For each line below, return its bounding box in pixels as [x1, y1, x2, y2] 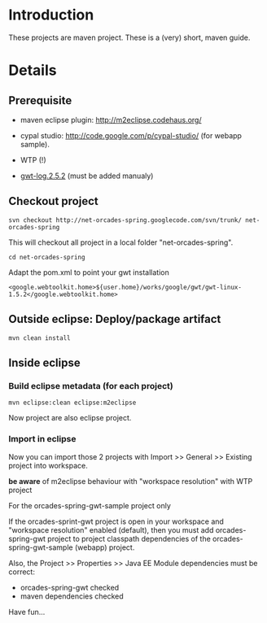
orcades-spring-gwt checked [20, 582, 120, 592]
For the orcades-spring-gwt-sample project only [8, 500, 171, 510]
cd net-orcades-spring [8, 253, 85, 261]
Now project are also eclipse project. [8, 413, 132, 423]
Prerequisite [8, 94, 72, 107]
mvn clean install [8, 333, 71, 342]
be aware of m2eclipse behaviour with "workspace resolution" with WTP [8, 476, 253, 486]
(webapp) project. [74, 542, 135, 552]
